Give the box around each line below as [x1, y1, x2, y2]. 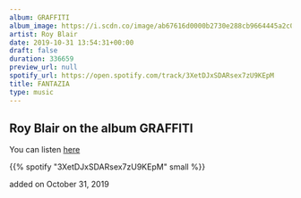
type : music [9, 87, 54, 96]
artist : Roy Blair [9, 29, 78, 38]
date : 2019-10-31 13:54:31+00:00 [9, 37, 134, 47]
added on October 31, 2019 [9, 179, 109, 190]
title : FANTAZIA [9, 79, 70, 88]
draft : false [9, 46, 58, 55]
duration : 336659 [9, 54, 74, 63]
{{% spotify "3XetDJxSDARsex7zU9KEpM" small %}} [9, 161, 206, 172]
